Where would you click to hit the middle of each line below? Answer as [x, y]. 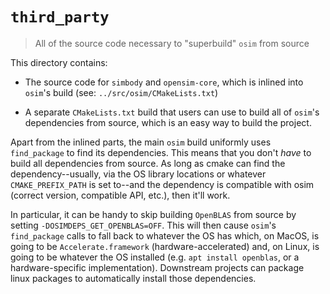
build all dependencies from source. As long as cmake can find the [148, 163]
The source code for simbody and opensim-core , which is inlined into [164, 82]
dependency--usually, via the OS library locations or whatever [138, 174]
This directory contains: [59, 62]
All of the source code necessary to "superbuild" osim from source [172, 43]
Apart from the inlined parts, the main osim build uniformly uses [141, 142]
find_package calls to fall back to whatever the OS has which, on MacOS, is [165, 235]
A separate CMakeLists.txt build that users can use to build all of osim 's [172, 112]
